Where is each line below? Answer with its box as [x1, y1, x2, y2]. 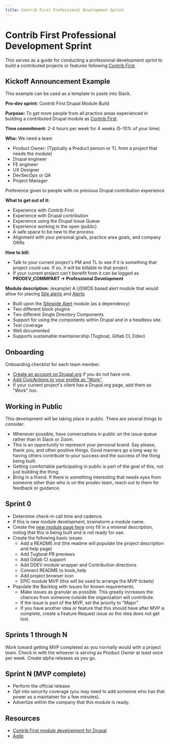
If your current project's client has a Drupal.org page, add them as [12, 382, 152, 388]
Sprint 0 [5, 499, 32, 509]
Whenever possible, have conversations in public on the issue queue [12, 431, 157, 437]
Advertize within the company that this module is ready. [12, 699, 130, 705]
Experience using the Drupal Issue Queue [12, 218, 100, 224]
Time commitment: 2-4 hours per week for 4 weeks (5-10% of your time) [5, 126, 160, 132]
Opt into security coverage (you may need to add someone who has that [12, 689, 165, 695]
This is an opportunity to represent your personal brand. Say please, [12, 442, 156, 448]
